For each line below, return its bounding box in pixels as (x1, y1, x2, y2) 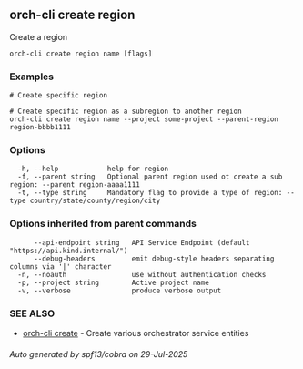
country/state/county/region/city (29, 196, 161, 206)
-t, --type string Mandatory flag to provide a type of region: (17, 189, 283, 198)
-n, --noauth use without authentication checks (17, 270, 267, 279)
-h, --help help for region (17, 164, 169, 174)
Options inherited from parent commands (9, 218, 197, 231)
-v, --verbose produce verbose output (17, 286, 222, 295)
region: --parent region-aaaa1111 (9, 180, 141, 190)
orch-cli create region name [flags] (9, 49, 153, 58)
